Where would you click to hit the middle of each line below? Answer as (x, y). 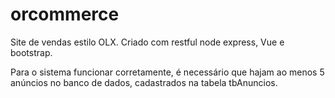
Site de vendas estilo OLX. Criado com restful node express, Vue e (147, 42)
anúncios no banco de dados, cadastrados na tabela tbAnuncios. (144, 82)
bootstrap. (31, 52)
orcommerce (65, 14)
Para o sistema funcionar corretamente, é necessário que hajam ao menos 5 (167, 72)
